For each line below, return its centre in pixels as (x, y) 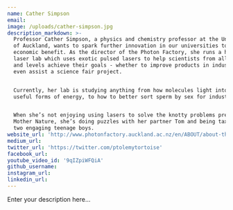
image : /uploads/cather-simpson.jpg (60, 26)
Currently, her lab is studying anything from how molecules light (113, 90)
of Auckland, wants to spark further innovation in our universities (116, 46)
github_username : (32, 167)
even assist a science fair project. (68, 71)
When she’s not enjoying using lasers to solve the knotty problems (114, 115)
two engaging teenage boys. (54, 128)
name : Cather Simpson (38, 14)
